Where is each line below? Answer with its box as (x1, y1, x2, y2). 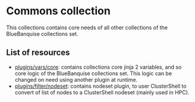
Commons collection (6, 4, 111, 18)
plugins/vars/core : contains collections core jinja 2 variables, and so (14, 63, 182, 70)
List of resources (6, 48, 70, 58)
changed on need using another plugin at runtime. (14, 76, 138, 83)
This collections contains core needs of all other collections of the (6, 24, 168, 31)
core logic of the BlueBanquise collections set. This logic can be (14, 70, 172, 77)
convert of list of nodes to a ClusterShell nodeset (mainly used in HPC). (14, 88, 190, 96)
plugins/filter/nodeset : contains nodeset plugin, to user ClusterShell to (14, 82, 187, 89)
